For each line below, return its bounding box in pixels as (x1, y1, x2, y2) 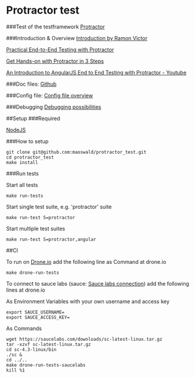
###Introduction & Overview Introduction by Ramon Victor (6, 34, 148, 41)
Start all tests (6, 181, 38, 188)
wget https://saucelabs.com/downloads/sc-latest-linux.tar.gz (6, 336, 162, 342)
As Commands (6, 325, 43, 332)
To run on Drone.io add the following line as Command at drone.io (6, 258, 167, 265)
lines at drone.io (6, 286, 45, 293)
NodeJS (6, 126, 26, 133)
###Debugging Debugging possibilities (6, 103, 102, 110)
